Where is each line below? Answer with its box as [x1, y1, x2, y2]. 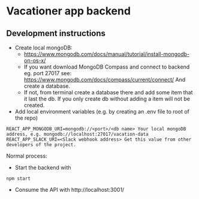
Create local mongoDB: [14, 44, 73, 51]
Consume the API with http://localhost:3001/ [14, 186, 125, 193]
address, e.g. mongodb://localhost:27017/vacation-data [6, 131, 149, 137]
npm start [6, 176, 31, 182]
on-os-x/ [23, 57, 46, 64]
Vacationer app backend [6, 4, 131, 18]
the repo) [14, 114, 38, 121]
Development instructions [6, 28, 106, 38]
